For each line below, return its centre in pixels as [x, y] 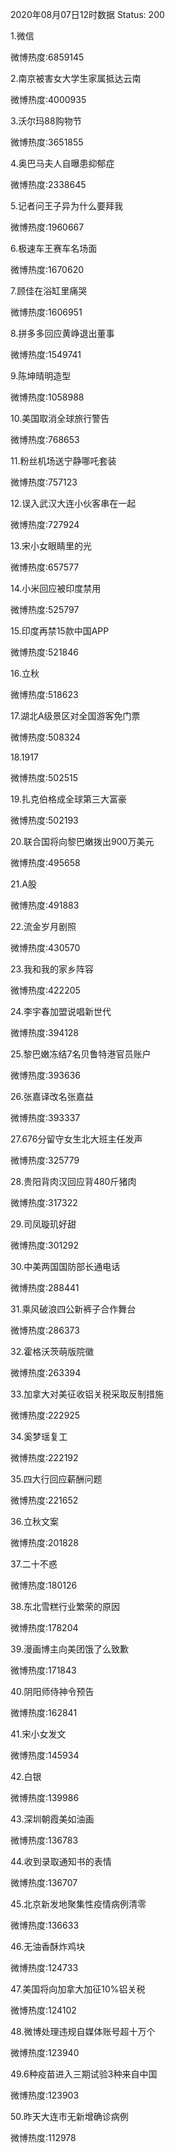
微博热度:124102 [43, 2010]
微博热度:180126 [44, 1585]
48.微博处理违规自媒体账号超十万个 [83, 2031]
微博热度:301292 [44, 1245]
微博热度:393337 [45, 1117]
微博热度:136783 [44, 1840]
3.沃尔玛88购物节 [46, 121]
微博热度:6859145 [47, 57]
